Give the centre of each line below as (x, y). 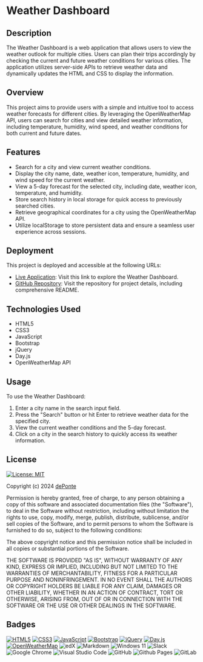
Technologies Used (43, 309)
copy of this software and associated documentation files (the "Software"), (100, 504)
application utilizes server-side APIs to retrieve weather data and (87, 67)
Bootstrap (27, 343)
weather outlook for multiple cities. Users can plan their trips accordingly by (101, 54)
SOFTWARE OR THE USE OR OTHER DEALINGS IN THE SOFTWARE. (91, 605)
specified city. (33, 421)
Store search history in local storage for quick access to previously (98, 199)
